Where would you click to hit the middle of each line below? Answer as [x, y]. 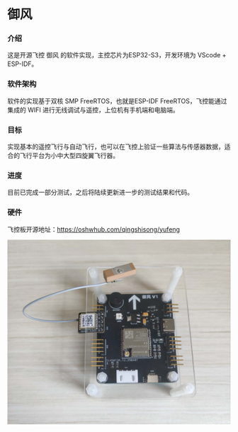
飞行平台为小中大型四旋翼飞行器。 [69, 156]
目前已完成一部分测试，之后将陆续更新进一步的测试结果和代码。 [100, 193]
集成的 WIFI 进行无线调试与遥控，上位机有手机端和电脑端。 [93, 110]
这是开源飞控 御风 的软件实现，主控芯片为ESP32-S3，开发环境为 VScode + [117, 55]
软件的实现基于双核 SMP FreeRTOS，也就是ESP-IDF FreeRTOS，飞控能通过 [117, 101]
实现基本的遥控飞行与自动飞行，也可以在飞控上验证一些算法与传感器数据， [116, 147]
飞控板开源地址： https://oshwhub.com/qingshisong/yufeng [94, 229]
